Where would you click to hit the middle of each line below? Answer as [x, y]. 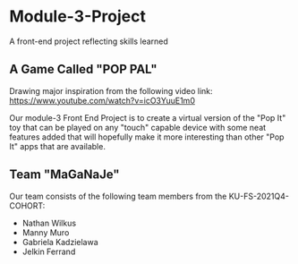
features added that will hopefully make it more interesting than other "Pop [147, 137]
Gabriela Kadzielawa [60, 242]
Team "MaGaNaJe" [64, 175]
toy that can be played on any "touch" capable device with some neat [138, 127]
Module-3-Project [77, 17]
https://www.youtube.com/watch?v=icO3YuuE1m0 [102, 100]
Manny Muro [46, 232]
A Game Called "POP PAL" [84, 69]
